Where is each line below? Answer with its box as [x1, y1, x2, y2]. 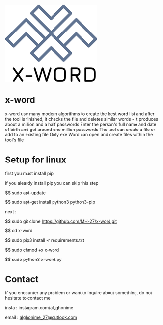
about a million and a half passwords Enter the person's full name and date [5, 121, 157, 127]
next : [5, 208, 17, 214]
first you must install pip [5, 170, 54, 176]
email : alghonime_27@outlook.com [5, 314, 77, 320]
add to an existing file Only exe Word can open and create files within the [5, 131, 153, 137]
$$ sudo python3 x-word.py [5, 256, 62, 262]
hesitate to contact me [5, 295, 51, 301]
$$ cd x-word [5, 227, 33, 233]
